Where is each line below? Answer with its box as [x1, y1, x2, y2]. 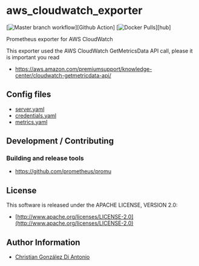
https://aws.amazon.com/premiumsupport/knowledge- [15, 65, 152, 73]
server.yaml [15, 105, 45, 113]
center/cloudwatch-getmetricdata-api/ [15, 71, 112, 79]
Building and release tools [6, 154, 85, 162]
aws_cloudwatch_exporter [6, 4, 143, 18]
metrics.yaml [15, 118, 48, 125]
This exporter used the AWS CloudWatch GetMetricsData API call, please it [6, 47, 193, 55]
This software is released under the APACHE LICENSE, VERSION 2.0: [6, 201, 178, 209]
